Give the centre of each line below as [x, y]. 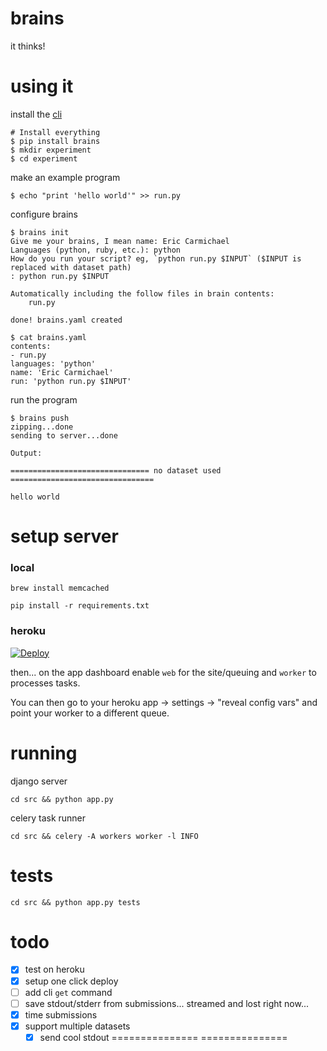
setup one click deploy [71, 981]
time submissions [61, 1014]
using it [42, 86]
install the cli [36, 114]
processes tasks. [45, 683]
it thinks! [28, 46]
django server [39, 781]
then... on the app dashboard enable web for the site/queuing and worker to [163, 672]
